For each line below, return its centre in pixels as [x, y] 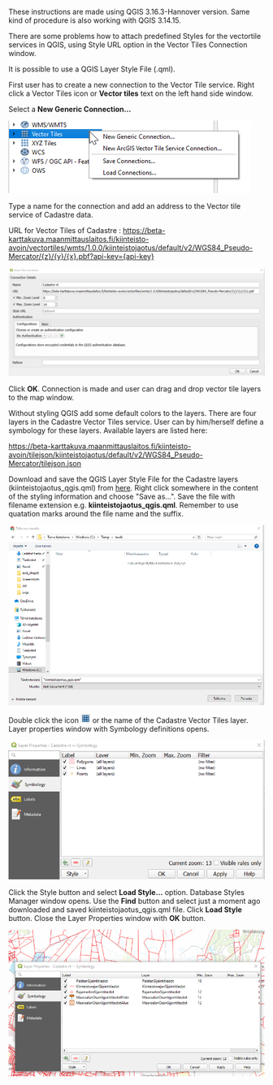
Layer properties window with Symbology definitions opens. [109, 729]
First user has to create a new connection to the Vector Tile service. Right [131, 85]
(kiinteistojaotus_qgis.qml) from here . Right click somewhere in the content [133, 487]
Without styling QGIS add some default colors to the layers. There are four [133, 413]
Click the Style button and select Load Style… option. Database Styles [127, 893]
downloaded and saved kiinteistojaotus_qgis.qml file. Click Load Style [125, 910]
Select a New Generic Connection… [70, 109]
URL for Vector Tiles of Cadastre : [65, 230]
